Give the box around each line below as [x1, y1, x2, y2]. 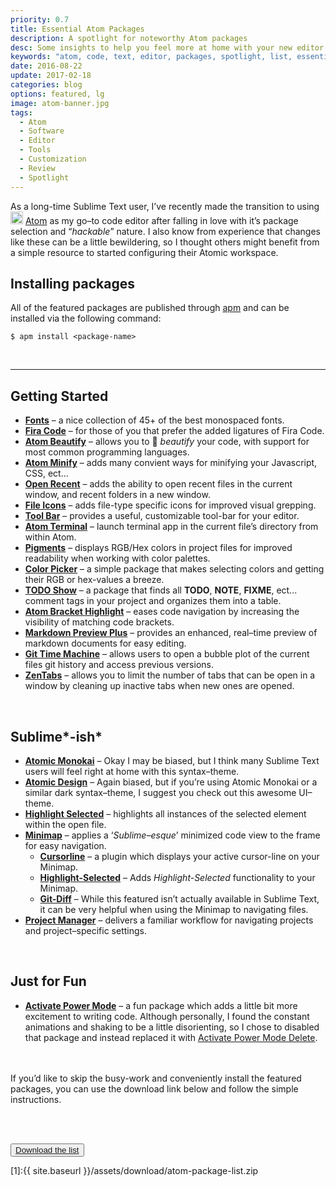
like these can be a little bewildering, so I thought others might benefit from [10, 236, 320, 248]
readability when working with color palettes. [24, 552, 211, 565]
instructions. [10, 1093, 62, 1105]
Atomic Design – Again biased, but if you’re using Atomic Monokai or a [24, 776, 318, 788]
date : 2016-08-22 [10, 61, 83, 71]
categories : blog [10, 80, 83, 90]
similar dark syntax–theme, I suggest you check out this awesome [24, 786, 297, 798]
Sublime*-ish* [10, 728, 103, 745]
